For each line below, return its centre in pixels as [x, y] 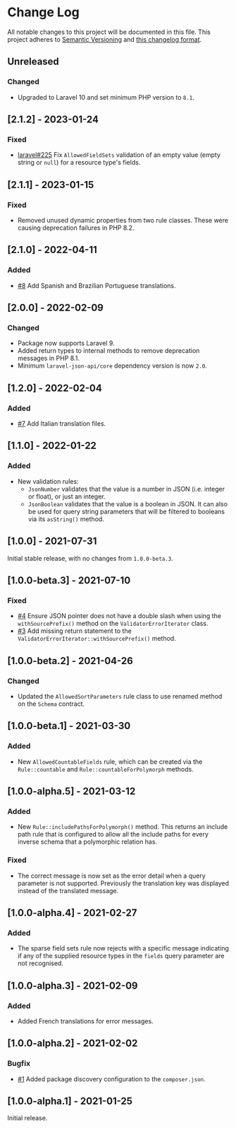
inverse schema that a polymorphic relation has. [87, 842]
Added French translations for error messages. [85, 1021]
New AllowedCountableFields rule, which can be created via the [110, 762]
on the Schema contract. [51, 704]
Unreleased [33, 62]
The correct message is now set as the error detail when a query [111, 876]
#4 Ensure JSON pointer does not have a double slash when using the [119, 616]
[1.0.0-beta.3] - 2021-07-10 [69, 580]
